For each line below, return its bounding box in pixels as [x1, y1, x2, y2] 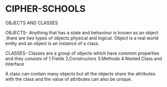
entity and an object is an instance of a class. [5, 40, 100, 46]
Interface [5, 61, 24, 67]
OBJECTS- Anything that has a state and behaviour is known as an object [5, 29, 158, 35]
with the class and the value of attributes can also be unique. [5, 76, 133, 82]
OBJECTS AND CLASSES [5, 20, 58, 26]
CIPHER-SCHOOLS [5, 3, 86, 15]
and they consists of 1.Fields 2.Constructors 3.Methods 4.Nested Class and [5, 55, 162, 61]
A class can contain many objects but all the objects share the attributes [5, 70, 156, 76]
